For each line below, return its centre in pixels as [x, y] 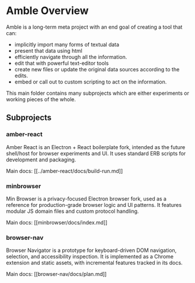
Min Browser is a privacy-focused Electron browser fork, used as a [86, 199]
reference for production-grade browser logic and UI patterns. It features [94, 205]
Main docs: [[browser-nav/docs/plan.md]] [56, 274]
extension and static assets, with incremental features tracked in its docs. [94, 263]
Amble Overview [47, 11]
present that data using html [48, 50]
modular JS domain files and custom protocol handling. [72, 211]
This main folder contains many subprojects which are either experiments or [98, 93]
